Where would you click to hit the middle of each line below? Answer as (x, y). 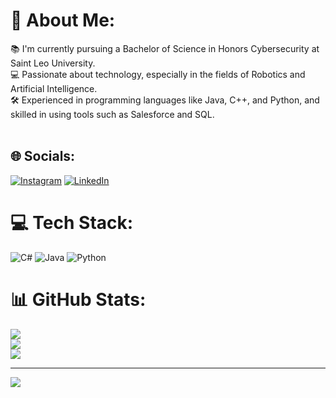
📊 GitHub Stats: (78, 299)
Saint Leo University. (53, 63)
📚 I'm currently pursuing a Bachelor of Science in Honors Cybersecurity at (165, 48)
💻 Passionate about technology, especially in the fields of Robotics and (158, 74)
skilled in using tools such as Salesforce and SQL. (112, 114)
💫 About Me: (63, 20)
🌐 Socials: (43, 156)
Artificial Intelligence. (54, 88)
